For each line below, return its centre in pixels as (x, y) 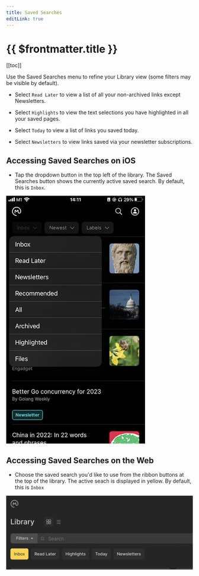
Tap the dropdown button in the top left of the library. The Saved (93, 175)
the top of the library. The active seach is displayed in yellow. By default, (103, 481)
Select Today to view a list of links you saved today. (77, 130)
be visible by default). (33, 83)
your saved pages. (37, 119)
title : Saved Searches (34, 12)
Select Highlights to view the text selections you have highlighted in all (102, 112)
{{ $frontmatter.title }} (62, 49)
